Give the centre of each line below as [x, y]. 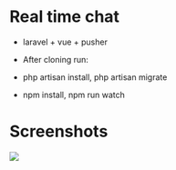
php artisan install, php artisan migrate [95, 77]
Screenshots [59, 131]
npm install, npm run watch [73, 95]
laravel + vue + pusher [65, 42]
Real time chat [65, 17]
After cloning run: [56, 59]
